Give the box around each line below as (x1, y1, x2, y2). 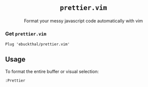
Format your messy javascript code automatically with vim (24, 18, 143, 24)
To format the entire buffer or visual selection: (5, 68, 99, 74)
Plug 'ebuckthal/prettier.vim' (5, 42, 70, 47)
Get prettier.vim (5, 30, 47, 37)
